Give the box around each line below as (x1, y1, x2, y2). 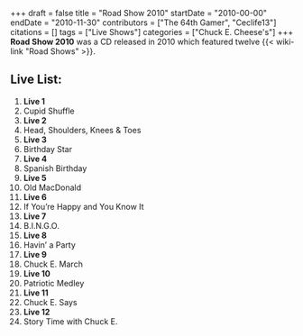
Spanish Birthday (23, 162, 87, 174)
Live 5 (23, 172, 48, 183)
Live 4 (23, 153, 48, 164)
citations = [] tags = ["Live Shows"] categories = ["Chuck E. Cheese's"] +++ (10, 27, 294, 37)
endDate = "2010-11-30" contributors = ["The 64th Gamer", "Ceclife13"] (10, 17, 277, 28)
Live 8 (23, 230, 48, 241)
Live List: (10, 72, 62, 87)
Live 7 (23, 211, 47, 222)
